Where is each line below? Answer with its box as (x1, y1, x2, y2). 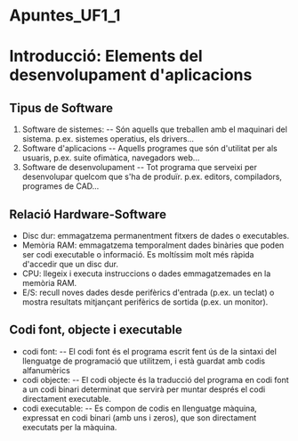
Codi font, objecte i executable (9, 323, 182, 338)
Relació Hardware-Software (9, 207, 167, 222)
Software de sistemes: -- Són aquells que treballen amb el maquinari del (21, 124, 287, 135)
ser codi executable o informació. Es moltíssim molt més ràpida (21, 249, 254, 259)
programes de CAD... (21, 181, 100, 192)
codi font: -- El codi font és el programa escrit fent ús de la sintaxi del (21, 346, 278, 356)
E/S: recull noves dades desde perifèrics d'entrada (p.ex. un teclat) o (21, 287, 275, 298)
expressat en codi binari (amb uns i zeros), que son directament (21, 412, 257, 423)
